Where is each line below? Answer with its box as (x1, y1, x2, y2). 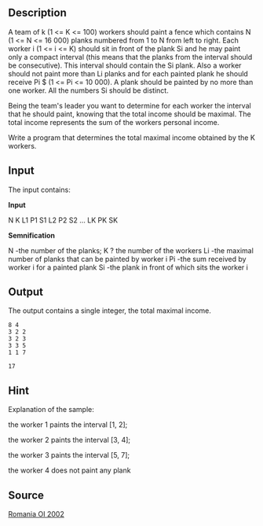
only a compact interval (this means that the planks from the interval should (8, 52, 253, 61)
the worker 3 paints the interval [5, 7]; (8, 451, 130, 460)
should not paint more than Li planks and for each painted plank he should (8, 68, 249, 78)
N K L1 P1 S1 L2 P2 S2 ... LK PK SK (8, 215, 119, 225)
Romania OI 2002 (8, 509, 64, 519)
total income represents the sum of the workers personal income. (8, 117, 220, 127)
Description (8, 6, 67, 20)
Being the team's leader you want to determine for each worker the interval (8, 101, 251, 110)
